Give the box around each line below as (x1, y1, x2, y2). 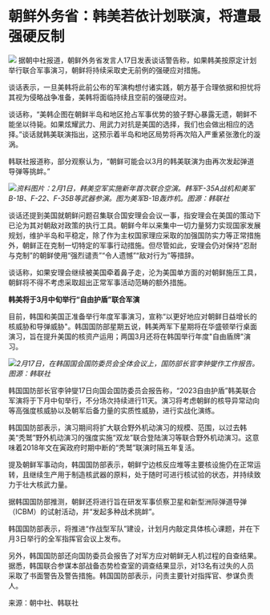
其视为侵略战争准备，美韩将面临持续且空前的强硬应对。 (8, 92, 191, 102)
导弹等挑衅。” (8, 166, 50, 176)
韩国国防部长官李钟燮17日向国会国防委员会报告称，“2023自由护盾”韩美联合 (8, 385, 256, 395)
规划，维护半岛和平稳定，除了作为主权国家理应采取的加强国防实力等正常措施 (8, 230, 261, 240)
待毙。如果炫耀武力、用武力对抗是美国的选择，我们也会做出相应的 (29, 119, 247, 129)
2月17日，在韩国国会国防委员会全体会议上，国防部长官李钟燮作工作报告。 (16, 358, 260, 368)
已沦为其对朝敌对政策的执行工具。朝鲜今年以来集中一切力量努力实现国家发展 (8, 220, 261, 230)
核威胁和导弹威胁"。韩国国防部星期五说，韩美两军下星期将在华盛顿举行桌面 (8, 321, 258, 331)
